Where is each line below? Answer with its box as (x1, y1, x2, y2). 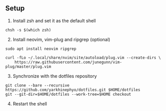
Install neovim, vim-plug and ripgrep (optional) (12, 36, 111, 42)
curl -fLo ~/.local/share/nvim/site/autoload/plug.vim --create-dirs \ (5, 55, 161, 60)
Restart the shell (12, 100, 48, 106)
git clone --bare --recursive (5, 82, 70, 88)
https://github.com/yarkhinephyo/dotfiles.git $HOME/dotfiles (5, 87, 140, 92)
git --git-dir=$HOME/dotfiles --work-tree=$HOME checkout (5, 92, 131, 97)
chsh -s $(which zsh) (5, 27, 52, 33)
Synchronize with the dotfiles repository (12, 73, 97, 79)
